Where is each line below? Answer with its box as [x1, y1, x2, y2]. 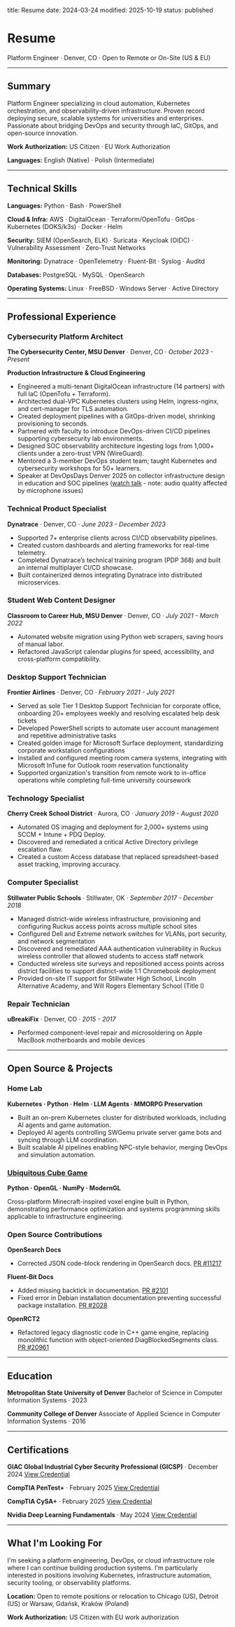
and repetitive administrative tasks [17, 732, 117, 740]
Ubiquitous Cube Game [7, 1168, 88, 1178]
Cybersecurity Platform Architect [7, 332, 124, 342]
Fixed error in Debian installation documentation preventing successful [17, 1294, 222, 1302]
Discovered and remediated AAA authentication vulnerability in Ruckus [17, 944, 222, 953]
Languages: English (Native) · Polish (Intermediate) [7, 155, 155, 164]
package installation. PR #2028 [17, 1301, 108, 1310]
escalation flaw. [17, 845, 63, 853]
